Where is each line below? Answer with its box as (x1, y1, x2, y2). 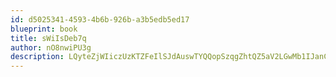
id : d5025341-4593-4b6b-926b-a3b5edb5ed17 (10, 14, 190, 25)
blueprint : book (10, 24, 78, 34)
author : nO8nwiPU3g (10, 42, 92, 53)
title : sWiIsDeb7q (10, 33, 87, 43)
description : (10, 52, 65, 62)
